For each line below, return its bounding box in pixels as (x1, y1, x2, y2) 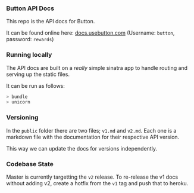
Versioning (6, 114, 39, 122)
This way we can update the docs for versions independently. (6, 145, 158, 152)
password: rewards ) (6, 36, 54, 43)
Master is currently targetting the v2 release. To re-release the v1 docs (6, 173, 179, 180)
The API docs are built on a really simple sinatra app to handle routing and (6, 64, 188, 71)
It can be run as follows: (6, 82, 65, 89)
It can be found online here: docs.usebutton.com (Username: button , (6, 29, 175, 36)
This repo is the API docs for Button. (6, 18, 95, 25)
